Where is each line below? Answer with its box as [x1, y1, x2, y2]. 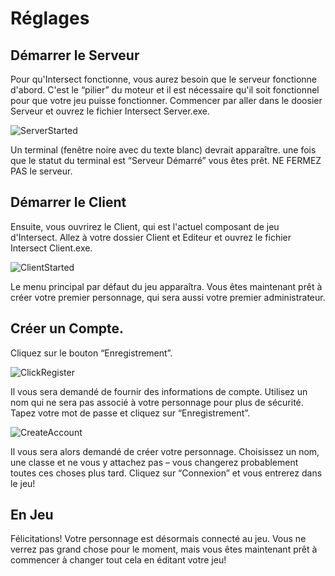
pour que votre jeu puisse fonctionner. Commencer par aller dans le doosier [10, 95, 323, 106]
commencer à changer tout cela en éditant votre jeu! [10, 554, 227, 566]
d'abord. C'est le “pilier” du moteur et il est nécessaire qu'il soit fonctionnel [10, 84, 320, 96]
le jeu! [10, 477, 36, 489]
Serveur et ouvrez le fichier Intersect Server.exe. [10, 105, 211, 117]
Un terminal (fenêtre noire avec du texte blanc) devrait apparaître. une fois [10, 144, 317, 156]
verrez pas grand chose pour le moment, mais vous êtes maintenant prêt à [10, 543, 318, 556]
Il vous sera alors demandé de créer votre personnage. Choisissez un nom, [10, 445, 320, 457]
